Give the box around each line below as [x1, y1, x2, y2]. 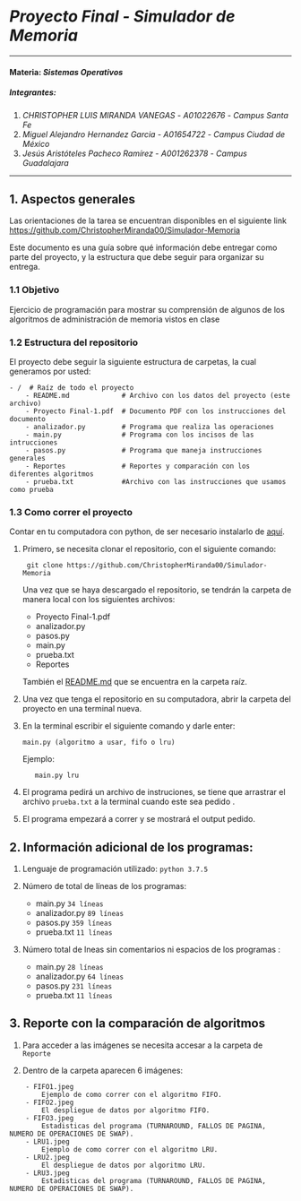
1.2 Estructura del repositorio [9, 336, 139, 349]
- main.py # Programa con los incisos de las [25, 430, 254, 439]
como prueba [9, 485, 54, 494]
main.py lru [34, 771, 80, 781]
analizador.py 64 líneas [35, 971, 124, 982]
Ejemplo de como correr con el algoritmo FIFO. [41, 1090, 222, 1099]
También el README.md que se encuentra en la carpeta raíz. [21, 677, 248, 687]
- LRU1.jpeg [25, 1136, 70, 1146]
